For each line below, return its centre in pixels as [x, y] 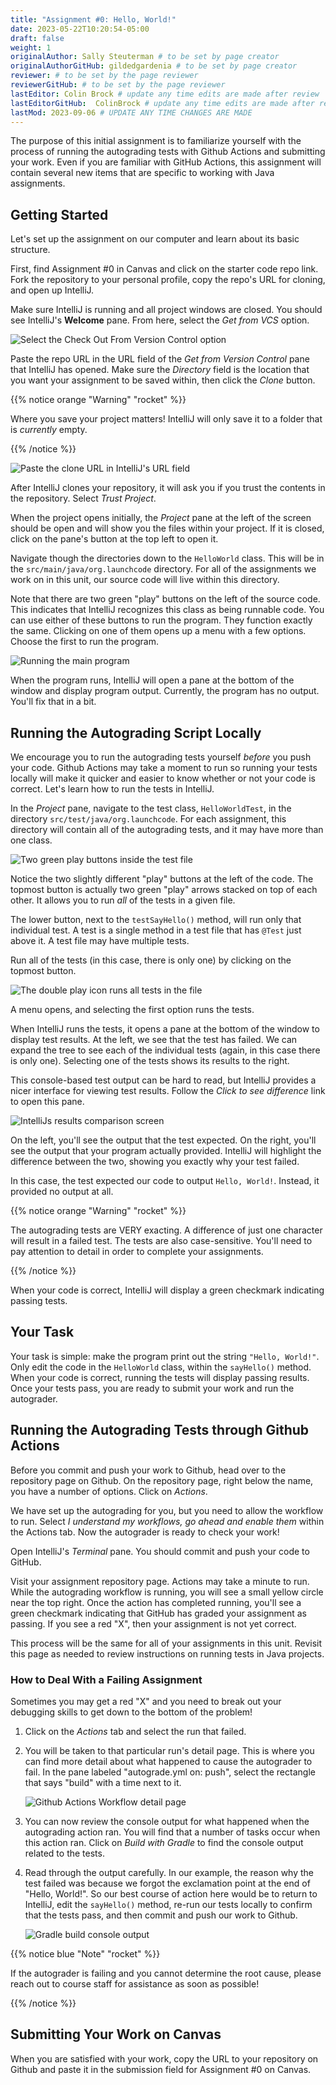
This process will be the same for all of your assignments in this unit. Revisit [166, 1643]
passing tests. [39, 1300]
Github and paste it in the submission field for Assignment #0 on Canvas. [161, 2069]
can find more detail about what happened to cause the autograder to [168, 1761]
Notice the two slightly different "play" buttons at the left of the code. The [162, 879]
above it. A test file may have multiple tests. [100, 940]
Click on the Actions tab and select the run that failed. [135, 1731]
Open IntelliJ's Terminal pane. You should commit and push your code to [160, 1551]
